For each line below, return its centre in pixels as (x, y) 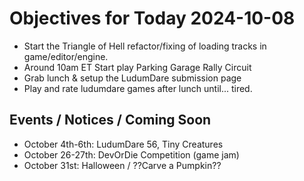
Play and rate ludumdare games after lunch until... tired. (138, 88)
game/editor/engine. (66, 56)
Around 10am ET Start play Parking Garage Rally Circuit (137, 67)
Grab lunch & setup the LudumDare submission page (132, 78)
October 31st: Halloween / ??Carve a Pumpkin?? (122, 165)
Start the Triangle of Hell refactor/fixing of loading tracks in (145, 46)
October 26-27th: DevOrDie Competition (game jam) (131, 154)
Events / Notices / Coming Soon (110, 120)
